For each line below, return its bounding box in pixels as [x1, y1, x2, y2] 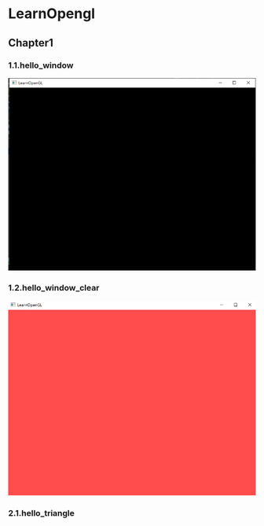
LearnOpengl [8, 5, 96, 23]
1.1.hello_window [8, 60, 74, 71]
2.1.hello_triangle [8, 507, 75, 518]
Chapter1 [8, 36, 53, 50]
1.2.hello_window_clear [8, 283, 100, 294]
